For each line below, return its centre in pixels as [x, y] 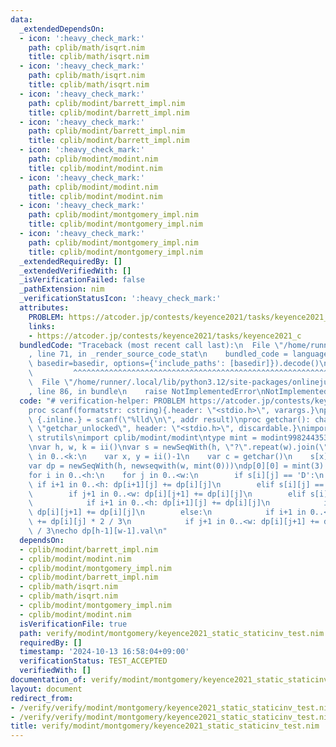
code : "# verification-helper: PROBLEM [102, 401]
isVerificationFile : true [73, 624]
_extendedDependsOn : [62, 29]
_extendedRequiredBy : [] [71, 261]
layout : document [46, 689]
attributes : [44, 308]
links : [42, 326]
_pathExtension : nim [62, 289]
